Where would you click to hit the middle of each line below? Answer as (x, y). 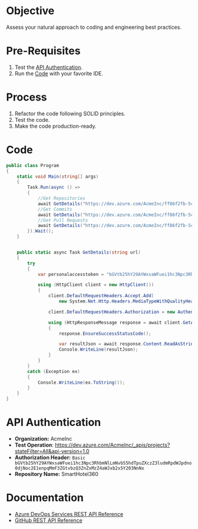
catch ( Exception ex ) (54, 371)
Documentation (45, 498)
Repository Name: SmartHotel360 (57, 474)
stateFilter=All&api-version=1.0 (52, 451)
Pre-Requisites (43, 51)
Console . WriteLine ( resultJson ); (98, 350)
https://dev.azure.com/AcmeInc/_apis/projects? (113, 445)
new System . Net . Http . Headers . (96, 301)
